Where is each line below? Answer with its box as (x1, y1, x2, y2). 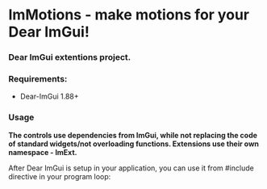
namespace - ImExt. (8, 147, 77, 157)
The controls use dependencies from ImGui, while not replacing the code (8, 130, 258, 140)
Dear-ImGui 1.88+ (19, 91, 79, 102)
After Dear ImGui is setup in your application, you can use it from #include (8, 163, 254, 173)
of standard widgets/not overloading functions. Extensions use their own (8, 139, 260, 149)
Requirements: (8, 73, 68, 85)
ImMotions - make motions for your (8, 6, 250, 24)
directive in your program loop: (8, 171, 111, 181)
